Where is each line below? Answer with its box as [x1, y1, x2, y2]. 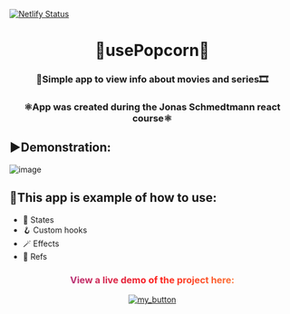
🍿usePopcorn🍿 [94, 41, 210, 61]
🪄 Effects [22, 238, 60, 249]
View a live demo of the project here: [69, 273, 236, 286]
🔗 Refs [22, 251, 48, 262]
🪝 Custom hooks [22, 224, 88, 235]
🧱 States [22, 214, 54, 225]
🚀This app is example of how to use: [9, 190, 217, 205]
